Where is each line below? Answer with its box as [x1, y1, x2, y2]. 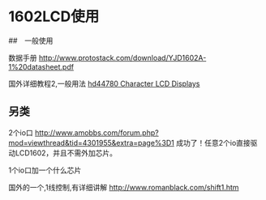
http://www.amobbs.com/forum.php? [35, 127, 160, 138]
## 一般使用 [8, 36, 54, 45]
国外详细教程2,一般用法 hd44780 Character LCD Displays [8, 79, 200, 88]
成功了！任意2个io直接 [175, 138, 251, 147]
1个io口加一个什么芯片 [8, 165, 82, 175]
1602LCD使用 [8, 7, 100, 26]
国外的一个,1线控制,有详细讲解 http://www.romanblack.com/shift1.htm [8, 182, 239, 192]
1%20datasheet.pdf [8, 62, 75, 71]
